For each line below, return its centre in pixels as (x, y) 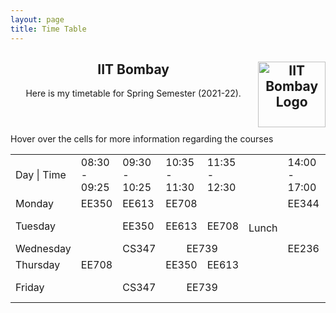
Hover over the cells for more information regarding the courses (142, 139)
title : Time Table (48, 29)
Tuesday (35, 226)
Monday (35, 204)
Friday (30, 288)
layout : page (37, 19)
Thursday (38, 265)
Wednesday (43, 249)
